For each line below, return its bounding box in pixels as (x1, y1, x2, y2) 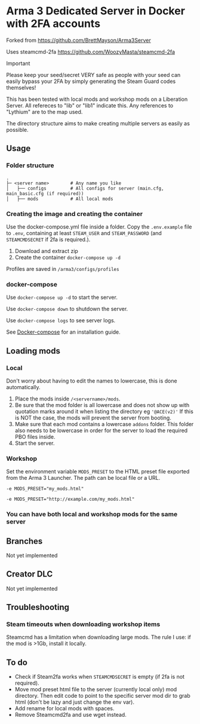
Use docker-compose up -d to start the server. (6, 294, 118, 301)
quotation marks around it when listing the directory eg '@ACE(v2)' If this (14, 408, 194, 415)
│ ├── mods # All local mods (6, 196, 113, 202)
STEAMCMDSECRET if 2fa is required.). (6, 236, 91, 243)
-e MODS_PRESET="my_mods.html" (6, 486, 84, 492)
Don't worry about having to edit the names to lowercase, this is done (6, 377, 177, 384)
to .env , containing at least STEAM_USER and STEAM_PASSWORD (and (6, 229, 162, 236)
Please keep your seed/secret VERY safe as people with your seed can (6, 71, 181, 78)
